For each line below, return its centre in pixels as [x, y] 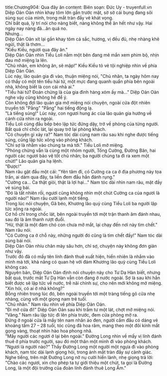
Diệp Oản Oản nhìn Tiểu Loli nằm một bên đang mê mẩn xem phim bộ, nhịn [82, 55]
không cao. [17, 267]
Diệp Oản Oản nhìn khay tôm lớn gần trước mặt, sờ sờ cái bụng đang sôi [79, 12]
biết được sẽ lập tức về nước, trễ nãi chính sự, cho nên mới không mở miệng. [84, 283]
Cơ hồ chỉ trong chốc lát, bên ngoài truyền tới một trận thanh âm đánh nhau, [83, 214]
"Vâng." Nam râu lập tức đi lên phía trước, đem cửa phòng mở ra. [72, 315]
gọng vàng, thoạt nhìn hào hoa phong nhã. [49, 331]
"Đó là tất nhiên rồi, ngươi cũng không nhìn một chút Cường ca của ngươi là [83, 193]
